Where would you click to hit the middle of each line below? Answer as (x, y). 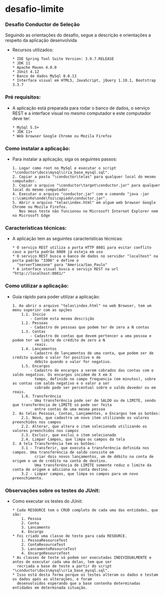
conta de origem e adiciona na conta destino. (61, 469)
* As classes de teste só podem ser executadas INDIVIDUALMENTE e (82, 558)
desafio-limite (34, 9)
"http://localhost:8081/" (39, 274)
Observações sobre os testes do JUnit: (52, 490)
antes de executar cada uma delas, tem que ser (62, 562)
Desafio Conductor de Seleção (42, 25)
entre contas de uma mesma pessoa (70, 409)
